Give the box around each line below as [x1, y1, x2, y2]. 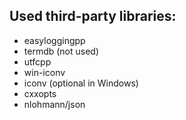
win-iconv [23, 66, 66, 78]
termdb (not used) [23, 45, 100, 57]
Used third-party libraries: [9, 8, 177, 25]
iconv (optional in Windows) [23, 77, 139, 89]
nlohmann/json [23, 98, 86, 110]
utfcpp [23, 55, 52, 68]
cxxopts [23, 87, 57, 99]
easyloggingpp [23, 34, 86, 46]
